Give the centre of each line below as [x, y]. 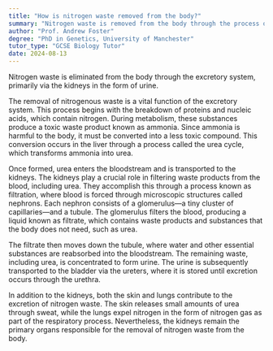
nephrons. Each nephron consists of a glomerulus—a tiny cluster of [121, 203]
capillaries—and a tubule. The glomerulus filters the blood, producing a [127, 212]
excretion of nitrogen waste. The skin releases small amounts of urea [124, 304]
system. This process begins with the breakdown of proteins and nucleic [130, 110]
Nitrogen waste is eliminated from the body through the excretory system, [132, 77]
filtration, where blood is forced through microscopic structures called [126, 195]
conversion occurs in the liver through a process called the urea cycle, [126, 144]
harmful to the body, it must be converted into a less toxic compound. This [133, 136]
